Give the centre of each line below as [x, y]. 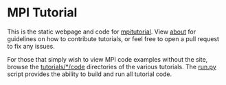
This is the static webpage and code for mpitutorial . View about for [102, 32]
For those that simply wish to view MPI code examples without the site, [108, 59]
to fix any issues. [31, 46]
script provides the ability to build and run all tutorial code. [90, 74]
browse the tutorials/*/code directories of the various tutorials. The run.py [112, 66]
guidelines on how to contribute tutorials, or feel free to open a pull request [113, 38]
